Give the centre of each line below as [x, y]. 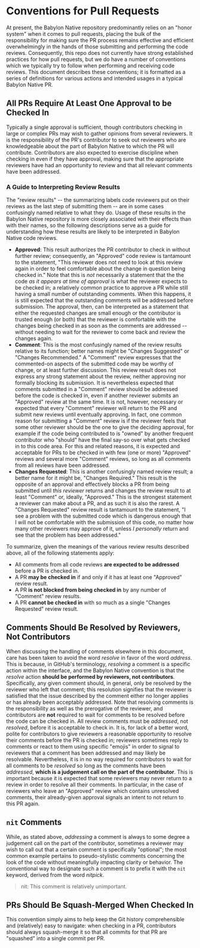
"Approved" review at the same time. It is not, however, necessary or [99, 402]
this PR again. [23, 804]
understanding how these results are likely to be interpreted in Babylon [93, 232]
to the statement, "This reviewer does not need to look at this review [99, 262]
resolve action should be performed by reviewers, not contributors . [90, 676]
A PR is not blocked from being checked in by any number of [90, 590]
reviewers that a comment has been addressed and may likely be [86, 753]
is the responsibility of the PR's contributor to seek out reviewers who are [96, 140]
